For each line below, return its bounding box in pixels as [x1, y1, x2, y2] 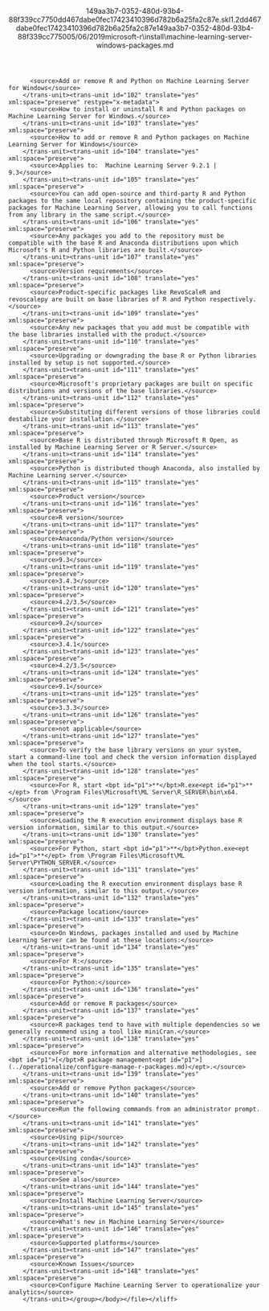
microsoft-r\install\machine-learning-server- [104, 32, 253, 41]
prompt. [234, 1105, 261, 1113]
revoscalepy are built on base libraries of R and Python [8, 295, 206, 303]
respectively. [209, 295, 257, 303]
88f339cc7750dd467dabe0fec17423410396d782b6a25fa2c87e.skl [8, 14, 231, 24]
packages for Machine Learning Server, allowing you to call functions [8, 204, 253, 212]
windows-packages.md [96, 40, 174, 50]
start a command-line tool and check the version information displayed [8, 753, 257, 761]
